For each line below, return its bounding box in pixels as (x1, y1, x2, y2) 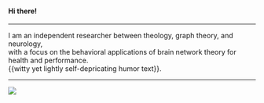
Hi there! (8, 6, 38, 16)
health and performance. (8, 55, 89, 66)
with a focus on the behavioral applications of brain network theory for (8, 48, 237, 57)
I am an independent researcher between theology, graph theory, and (8, 31, 233, 41)
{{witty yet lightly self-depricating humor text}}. (8, 64, 162, 73)
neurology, (8, 39, 43, 48)
